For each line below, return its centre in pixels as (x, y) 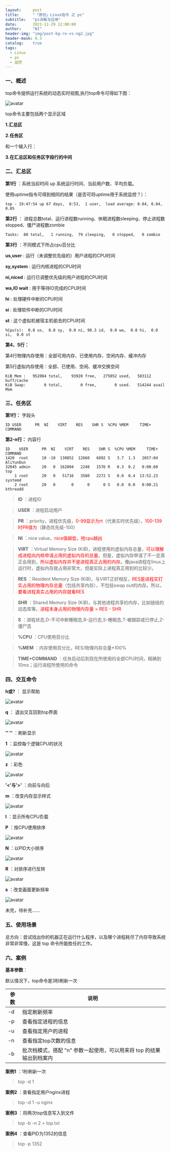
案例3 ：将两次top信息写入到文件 (40, 1113)
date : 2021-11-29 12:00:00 (41, 24)
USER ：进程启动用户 (40, 510)
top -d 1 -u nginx (35, 1103)
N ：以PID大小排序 (25, 848)
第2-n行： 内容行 (23, 439)
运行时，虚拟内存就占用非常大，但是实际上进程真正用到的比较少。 (87, 568)
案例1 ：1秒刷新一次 (26, 1071)
